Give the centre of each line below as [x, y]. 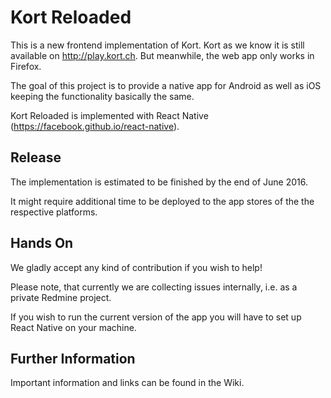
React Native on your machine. [73, 327]
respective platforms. [54, 212]
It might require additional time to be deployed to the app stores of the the [162, 201]
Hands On [42, 243]
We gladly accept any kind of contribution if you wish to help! [136, 267]
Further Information [73, 358]
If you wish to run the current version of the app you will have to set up [156, 317]
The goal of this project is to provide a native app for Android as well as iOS [166, 85]
